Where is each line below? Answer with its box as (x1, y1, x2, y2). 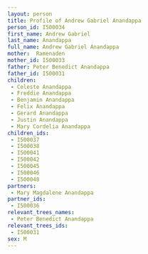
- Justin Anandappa (10, 116, 69, 123)
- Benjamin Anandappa (10, 97, 75, 104)
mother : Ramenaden (7, 51, 65, 58)
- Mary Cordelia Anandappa (10, 122, 91, 130)
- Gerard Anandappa (10, 110, 69, 117)
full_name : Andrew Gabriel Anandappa (7, 43, 120, 51)
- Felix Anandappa (10, 103, 65, 110)
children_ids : (7, 129, 50, 137)
